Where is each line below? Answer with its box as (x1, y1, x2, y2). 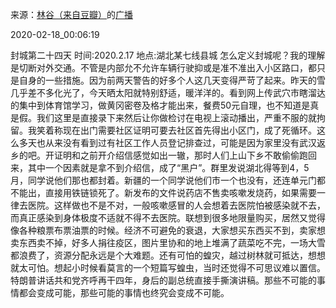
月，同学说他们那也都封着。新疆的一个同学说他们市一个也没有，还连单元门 (10, 174, 317, 186)
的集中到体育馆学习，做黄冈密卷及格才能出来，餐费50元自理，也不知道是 (10, 99, 311, 111)
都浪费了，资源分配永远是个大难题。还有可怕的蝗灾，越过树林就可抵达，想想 (10, 249, 326, 261)
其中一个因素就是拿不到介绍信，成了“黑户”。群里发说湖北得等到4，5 (27, 162, 310, 173)
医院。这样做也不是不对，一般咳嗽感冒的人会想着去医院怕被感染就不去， (27, 199, 326, 211)
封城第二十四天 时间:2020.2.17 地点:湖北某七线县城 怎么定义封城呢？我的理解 (10, 49, 326, 61)
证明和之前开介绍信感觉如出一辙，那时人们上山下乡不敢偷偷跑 (53, 149, 308, 161)
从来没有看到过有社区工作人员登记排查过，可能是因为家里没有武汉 (44, 137, 317, 148)
